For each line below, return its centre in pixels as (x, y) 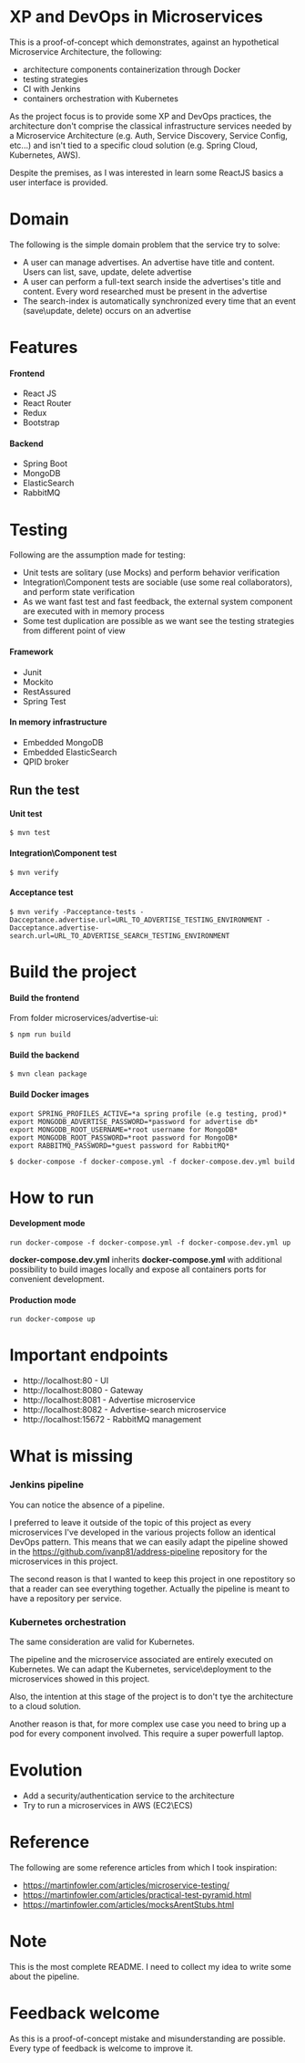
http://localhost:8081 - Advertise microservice (109, 1400)
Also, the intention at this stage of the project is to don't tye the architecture (152, 1696)
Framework (31, 651)
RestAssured (46, 692)
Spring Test (44, 701)
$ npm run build (40, 1035)
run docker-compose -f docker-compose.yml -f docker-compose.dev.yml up (150, 1243)
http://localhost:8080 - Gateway (83, 1391)
